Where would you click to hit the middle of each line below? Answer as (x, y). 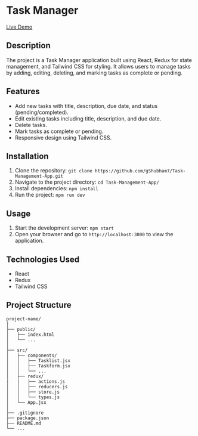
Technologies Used (43, 259)
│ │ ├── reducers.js (37, 386)
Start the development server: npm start (64, 228)
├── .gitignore (25, 413)
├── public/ (21, 329)
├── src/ (17, 350)
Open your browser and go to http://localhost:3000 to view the (94, 234)
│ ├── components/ (32, 355)
